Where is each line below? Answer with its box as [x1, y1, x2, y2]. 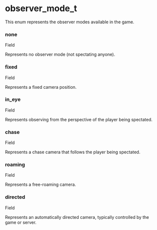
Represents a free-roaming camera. [5, 181, 76, 187]
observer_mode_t [5, 3, 77, 14]
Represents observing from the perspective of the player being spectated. [5, 116, 153, 122]
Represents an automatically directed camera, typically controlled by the [5, 214, 149, 220]
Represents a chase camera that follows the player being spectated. [5, 149, 141, 155]
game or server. [5, 219, 37, 225]
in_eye [5, 96, 21, 103]
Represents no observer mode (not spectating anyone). [5, 51, 115, 57]
